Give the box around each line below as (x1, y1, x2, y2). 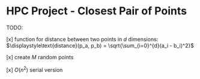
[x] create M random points (6, 53, 74, 60)
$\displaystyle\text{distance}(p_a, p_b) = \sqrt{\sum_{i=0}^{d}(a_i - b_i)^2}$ (6, 42, 194, 49)
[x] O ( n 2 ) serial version (6, 65, 63, 73)
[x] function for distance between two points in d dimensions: (6, 35, 159, 42)
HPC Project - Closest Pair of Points (6, 4, 187, 18)
